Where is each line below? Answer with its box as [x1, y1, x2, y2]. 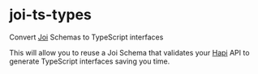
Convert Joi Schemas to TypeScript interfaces [9, 32, 164, 42]
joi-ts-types [9, 6, 92, 24]
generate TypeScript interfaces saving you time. [9, 56, 170, 66]
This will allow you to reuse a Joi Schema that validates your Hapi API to [9, 47, 250, 57]
